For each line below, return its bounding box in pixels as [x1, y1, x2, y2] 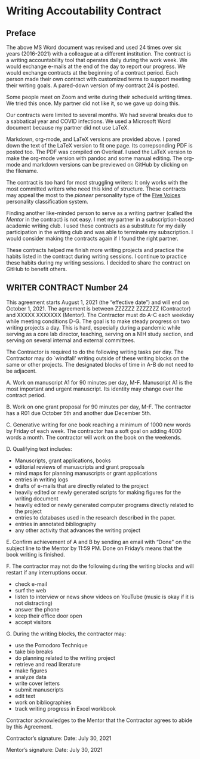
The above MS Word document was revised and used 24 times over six [6, 44, 182, 51]
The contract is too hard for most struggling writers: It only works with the [6, 179, 188, 186]
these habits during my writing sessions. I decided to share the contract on [6, 259, 190, 266]
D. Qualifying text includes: [6, 445, 73, 452]
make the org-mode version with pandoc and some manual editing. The [6, 155, 183, 162]
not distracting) [14, 599, 53, 607]
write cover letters [14, 680, 60, 687]
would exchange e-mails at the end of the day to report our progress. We [6, 63, 186, 70]
